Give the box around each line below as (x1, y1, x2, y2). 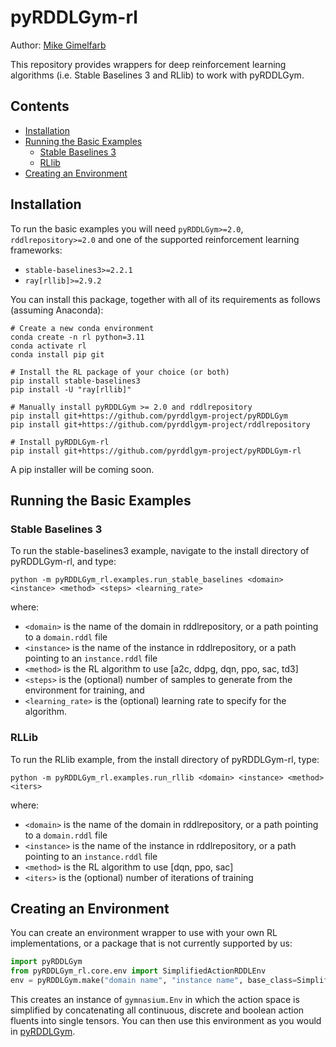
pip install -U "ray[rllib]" (10, 384, 132, 395)
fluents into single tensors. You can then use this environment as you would (10, 1014, 322, 1026)
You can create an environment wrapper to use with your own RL (10, 927, 278, 939)
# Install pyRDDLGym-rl (10, 437, 110, 447)
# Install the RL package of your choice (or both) (10, 367, 230, 377)
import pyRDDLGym (10, 957, 83, 967)
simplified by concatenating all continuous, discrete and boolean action (10, 1004, 305, 1016)
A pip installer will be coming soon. (10, 463, 155, 475)
